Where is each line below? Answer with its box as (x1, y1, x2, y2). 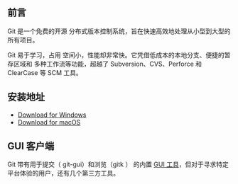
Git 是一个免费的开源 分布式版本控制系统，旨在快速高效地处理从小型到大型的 (7, 27, 231, 35)
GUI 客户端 (7, 140, 55, 152)
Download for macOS (17, 117, 81, 126)
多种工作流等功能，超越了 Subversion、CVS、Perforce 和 (33, 59, 202, 68)
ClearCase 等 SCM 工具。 (7, 68, 83, 76)
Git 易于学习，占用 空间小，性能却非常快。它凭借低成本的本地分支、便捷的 (7, 50, 225, 59)
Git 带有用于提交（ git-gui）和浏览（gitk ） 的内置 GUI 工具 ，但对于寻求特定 (7, 160, 229, 168)
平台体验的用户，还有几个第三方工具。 (7, 169, 119, 178)
